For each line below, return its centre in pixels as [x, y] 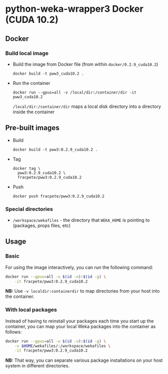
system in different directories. [38, 366]
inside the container [34, 112]
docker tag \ [27, 168]
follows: [14, 332]
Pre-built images [32, 128]
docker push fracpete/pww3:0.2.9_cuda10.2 [58, 196]
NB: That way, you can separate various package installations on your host [84, 360]
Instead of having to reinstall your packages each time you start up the [80, 321]
